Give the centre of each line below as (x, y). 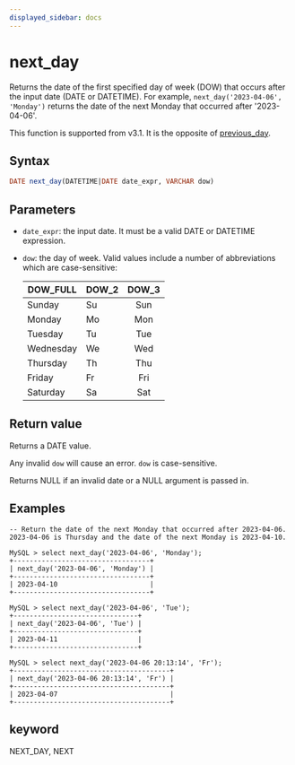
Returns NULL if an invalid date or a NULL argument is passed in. (129, 480)
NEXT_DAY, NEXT (42, 751)
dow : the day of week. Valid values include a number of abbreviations (149, 258)
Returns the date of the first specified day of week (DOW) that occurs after (147, 87)
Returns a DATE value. (50, 446)
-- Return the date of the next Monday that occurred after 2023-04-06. (148, 529)
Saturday (46, 393)
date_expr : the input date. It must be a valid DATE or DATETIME (139, 231)
